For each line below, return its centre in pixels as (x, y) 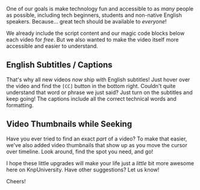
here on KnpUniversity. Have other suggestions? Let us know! (83, 169)
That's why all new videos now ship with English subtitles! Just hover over (98, 79)
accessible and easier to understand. (52, 46)
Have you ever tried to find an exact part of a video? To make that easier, (97, 139)
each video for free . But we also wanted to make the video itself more (92, 40)
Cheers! (16, 181)
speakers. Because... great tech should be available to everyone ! (86, 21)
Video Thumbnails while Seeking (69, 124)
